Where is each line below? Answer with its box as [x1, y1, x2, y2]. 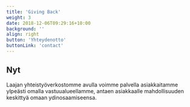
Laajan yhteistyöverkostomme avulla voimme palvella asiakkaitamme [6, 81, 178, 88]
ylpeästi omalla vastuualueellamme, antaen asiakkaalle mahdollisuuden [6, 87, 184, 94]
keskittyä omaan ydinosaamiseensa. [6, 94, 97, 101]
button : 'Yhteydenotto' [6, 37, 67, 43]
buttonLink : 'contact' [6, 43, 64, 49]
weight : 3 [6, 15, 32, 21]
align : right [6, 31, 39, 37]
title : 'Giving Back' [6, 8, 61, 15]
